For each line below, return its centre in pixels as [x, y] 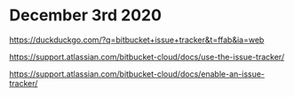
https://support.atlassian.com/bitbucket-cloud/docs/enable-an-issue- [137, 74]
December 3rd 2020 [86, 15]
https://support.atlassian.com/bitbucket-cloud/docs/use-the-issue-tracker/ [147, 56]
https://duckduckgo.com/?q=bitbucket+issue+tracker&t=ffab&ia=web [137, 40]
